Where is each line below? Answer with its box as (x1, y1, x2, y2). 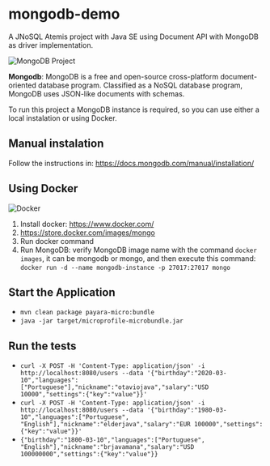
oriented (8, 80, 36, 90)
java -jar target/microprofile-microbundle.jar (19, 317, 184, 325)
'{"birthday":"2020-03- (146, 370, 227, 378)
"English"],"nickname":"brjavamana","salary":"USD (19, 443, 195, 451)
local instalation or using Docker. (8, 113, 117, 122)
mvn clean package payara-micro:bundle (19, 309, 155, 317)
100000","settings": (193, 421, 264, 429)
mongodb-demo (8, 5, 120, 24)
